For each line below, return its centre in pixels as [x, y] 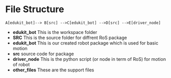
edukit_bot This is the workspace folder [55, 32]
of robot [21, 64]
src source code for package [43, 54]
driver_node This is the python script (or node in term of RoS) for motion [89, 59]
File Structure [35, 9]
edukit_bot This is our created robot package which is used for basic [86, 43]
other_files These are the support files [53, 70]
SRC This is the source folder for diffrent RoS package [70, 37]
